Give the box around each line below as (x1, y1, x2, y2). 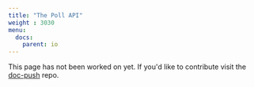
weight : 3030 (8, 19, 55, 27)
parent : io (22, 41, 59, 49)
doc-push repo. (8, 71, 59, 80)
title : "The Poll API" (8, 11, 83, 20)
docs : (15, 33, 34, 42)
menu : (8, 26, 26, 34)
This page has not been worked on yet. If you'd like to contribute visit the (8, 62, 247, 71)
